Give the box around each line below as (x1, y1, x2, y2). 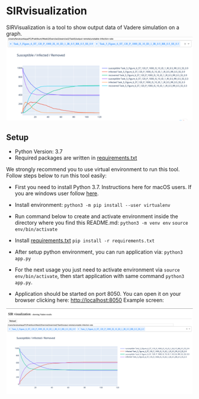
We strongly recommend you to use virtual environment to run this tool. (6, 166, 180, 173)
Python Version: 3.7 (14, 148, 63, 155)
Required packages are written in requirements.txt (14, 154, 137, 161)
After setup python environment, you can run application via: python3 (14, 248, 183, 256)
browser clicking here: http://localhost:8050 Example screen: (14, 296, 164, 304)
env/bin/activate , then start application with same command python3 (14, 273, 185, 280)
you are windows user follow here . (14, 190, 99, 197)
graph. (6, 30, 23, 37)
